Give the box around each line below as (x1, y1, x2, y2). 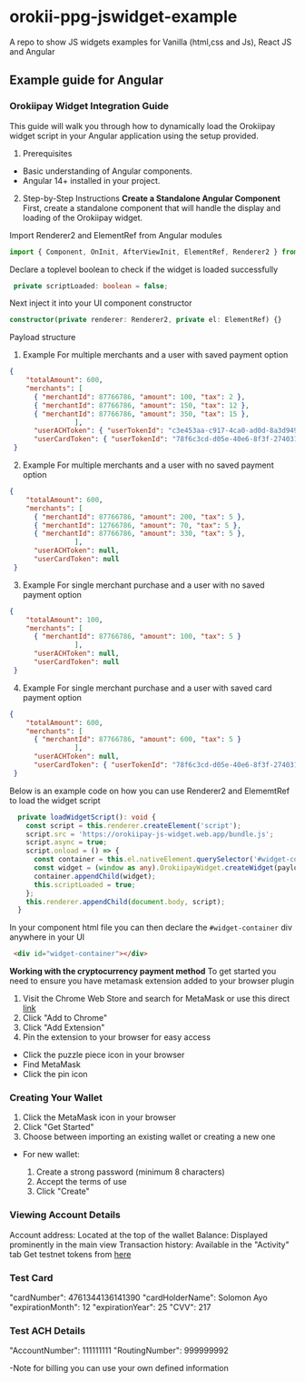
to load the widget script (9, 794, 102, 806)
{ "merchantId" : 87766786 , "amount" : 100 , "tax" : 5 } (33, 632, 242, 641)
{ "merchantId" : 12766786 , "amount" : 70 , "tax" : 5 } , (33, 520, 242, 530)
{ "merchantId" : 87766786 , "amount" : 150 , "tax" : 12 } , (33, 400, 250, 410)
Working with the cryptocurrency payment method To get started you (9, 966, 277, 977)
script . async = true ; (25, 838, 107, 847)
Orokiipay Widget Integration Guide (9, 100, 170, 113)
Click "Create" (35, 1185, 91, 1197)
